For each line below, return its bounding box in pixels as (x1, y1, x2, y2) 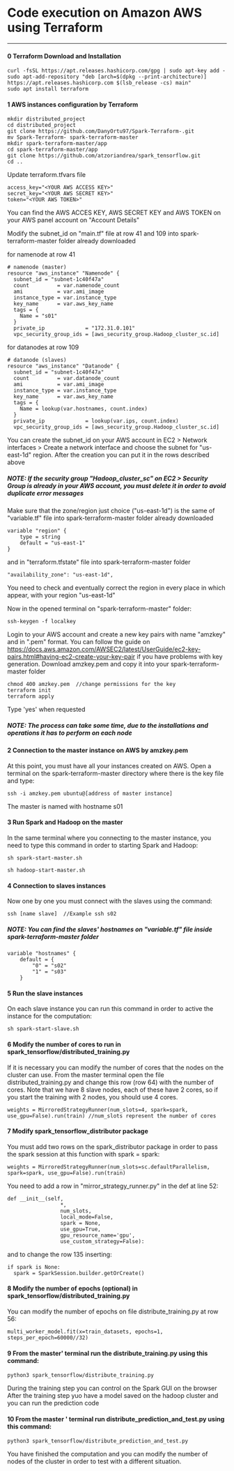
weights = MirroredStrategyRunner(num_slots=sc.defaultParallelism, (7, 1163, 210, 1171)
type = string (19, 533, 61, 541)
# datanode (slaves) (7, 357, 68, 364)
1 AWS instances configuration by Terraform (7, 100, 139, 109)
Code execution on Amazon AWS (7, 5, 203, 21)
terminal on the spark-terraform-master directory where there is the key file (7, 769, 224, 777)
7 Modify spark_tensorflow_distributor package (7, 1127, 148, 1136)
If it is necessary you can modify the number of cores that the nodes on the (7, 1063, 224, 1072)
